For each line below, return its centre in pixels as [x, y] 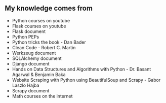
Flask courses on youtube [39, 26]
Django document [31, 63]
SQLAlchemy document [37, 58]
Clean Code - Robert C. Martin [44, 47]
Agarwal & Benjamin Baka [39, 74]
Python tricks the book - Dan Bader [49, 42]
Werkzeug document [34, 53]
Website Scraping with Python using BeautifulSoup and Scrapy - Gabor [86, 80]
